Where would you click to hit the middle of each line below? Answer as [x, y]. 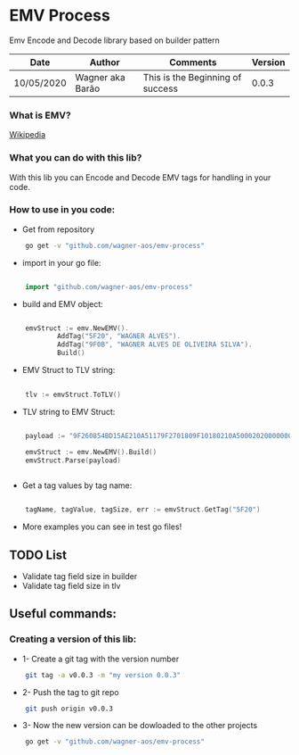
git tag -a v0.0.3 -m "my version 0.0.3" [103, 675]
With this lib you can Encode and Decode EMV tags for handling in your [140, 177]
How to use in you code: [62, 210]
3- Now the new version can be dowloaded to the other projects [140, 726]
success [160, 88]
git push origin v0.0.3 [69, 709]
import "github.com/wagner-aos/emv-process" [109, 286]
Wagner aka [101, 77]
